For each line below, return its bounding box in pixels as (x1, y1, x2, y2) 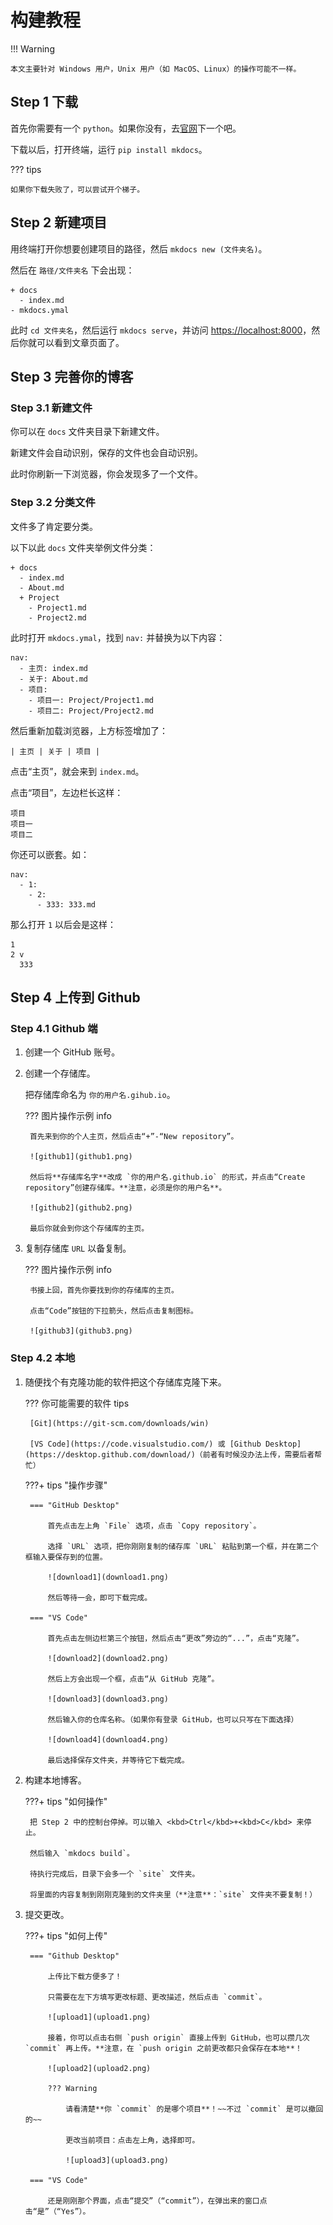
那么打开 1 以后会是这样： (10, 918, 117, 930)
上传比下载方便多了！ (47, 1971, 123, 1981)
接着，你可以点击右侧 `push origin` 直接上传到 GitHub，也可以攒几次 (47, 2032, 310, 2043)
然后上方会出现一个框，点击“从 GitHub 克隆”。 (47, 1674, 220, 1684)
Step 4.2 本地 (10, 1351, 76, 1365)
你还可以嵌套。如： (10, 848, 90, 860)
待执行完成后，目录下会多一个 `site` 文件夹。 (29, 1869, 200, 1879)
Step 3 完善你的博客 (10, 368, 134, 385)
